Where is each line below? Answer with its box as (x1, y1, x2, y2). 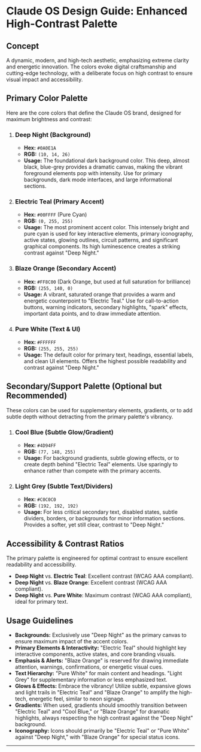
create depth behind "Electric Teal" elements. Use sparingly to (23, 461, 178, 468)
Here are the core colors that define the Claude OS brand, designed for (6, 109, 181, 116)
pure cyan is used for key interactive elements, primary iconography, (23, 230, 193, 238)
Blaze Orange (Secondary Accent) (14, 264, 117, 272)
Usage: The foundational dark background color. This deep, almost (23, 157, 190, 164)
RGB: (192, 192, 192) (23, 502, 79, 510)
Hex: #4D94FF (23, 442, 56, 449)
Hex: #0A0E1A (23, 144, 56, 151)
